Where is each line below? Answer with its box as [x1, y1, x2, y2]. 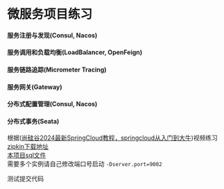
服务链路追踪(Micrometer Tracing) [7, 65, 107, 74]
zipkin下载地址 [7, 142, 49, 151]
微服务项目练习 [7, 6, 93, 22]
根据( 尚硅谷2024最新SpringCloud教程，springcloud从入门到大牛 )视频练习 [7, 133, 218, 142]
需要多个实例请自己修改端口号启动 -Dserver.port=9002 [7, 160, 162, 168]
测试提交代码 [7, 174, 44, 183]
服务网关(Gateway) [7, 83, 62, 91]
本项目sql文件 [7, 151, 46, 160]
